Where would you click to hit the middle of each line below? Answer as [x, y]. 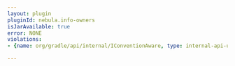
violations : [24, 40]
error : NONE [24, 33]
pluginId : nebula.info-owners [51, 20]
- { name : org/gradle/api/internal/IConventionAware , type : [95, 46]
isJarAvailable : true [39, 26]
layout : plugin [29, 14]
